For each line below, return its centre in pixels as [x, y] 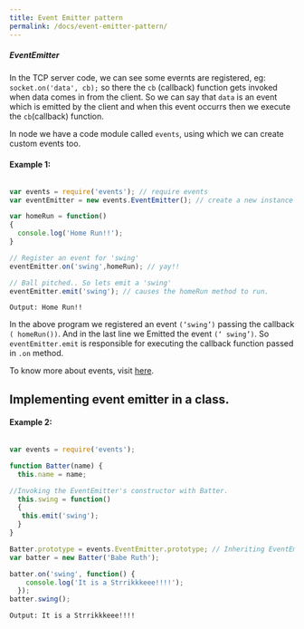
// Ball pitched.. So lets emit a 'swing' [90, 283]
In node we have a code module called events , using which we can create [147, 134]
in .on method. [37, 353]
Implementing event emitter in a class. [119, 399]
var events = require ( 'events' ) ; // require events [109, 191]
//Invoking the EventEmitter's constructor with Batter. [119, 490]
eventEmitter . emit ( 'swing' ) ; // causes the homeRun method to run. [139, 291]
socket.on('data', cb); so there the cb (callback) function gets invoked [143, 88]
